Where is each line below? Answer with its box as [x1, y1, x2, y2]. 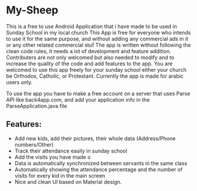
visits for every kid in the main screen [14, 172, 106, 179]
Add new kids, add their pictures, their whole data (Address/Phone [14, 135, 176, 142]
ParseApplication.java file [6, 102, 67, 109]
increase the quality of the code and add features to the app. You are [6, 60, 173, 67]
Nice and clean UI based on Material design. [14, 178, 122, 185]
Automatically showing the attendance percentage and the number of [14, 166, 183, 173]
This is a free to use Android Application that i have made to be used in [6, 23, 178, 30]
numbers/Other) [14, 141, 54, 148]
